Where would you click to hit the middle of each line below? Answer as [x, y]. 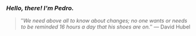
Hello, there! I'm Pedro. [40, 8]
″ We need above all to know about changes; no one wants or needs [104, 21]
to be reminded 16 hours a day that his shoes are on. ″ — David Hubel [105, 27]
